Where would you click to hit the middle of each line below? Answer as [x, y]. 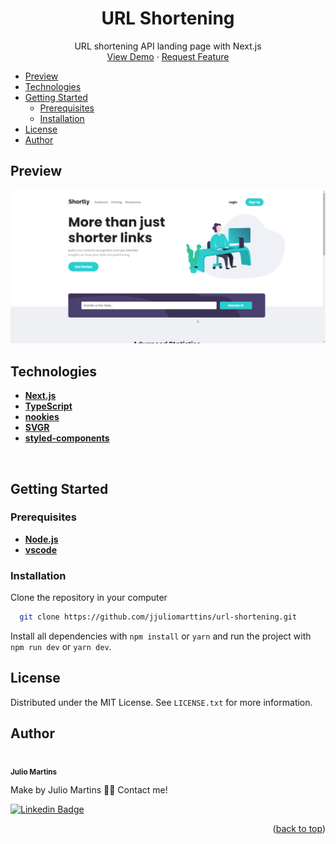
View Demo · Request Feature [168, 56]
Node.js [41, 539]
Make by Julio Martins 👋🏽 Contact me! [89, 790]
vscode [41, 549]
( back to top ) [299, 829]
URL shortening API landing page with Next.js [168, 46]
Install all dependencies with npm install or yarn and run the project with [161, 636]
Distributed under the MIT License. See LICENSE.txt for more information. [161, 702]
